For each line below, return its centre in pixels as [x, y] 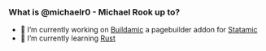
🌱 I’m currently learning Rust [68, 38]
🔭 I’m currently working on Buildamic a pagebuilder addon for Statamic [139, 30]
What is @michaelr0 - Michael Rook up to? [94, 12]
